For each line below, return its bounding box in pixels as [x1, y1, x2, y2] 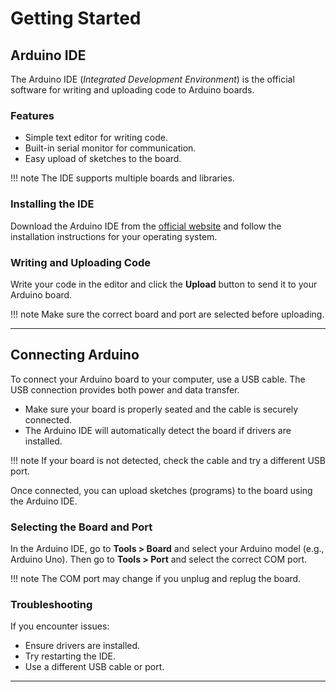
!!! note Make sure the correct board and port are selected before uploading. [10, 308, 325, 320]
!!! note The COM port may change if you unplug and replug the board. [10, 573, 302, 584]
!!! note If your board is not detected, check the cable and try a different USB [10, 454, 326, 466]
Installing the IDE [10, 197, 95, 211]
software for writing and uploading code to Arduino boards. [10, 84, 255, 96]
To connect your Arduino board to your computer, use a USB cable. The [10, 373, 306, 385]
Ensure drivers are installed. [24, 640, 141, 652]
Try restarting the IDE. [24, 650, 116, 662]
